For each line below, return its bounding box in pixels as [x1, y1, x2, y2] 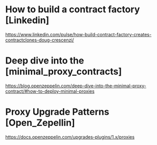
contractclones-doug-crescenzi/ [5, 37, 74, 43]
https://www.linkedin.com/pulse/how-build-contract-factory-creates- [5, 31, 152, 37]
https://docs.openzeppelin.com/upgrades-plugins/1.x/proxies [5, 134, 134, 140]
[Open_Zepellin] [5, 117, 75, 129]
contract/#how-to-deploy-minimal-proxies [5, 88, 95, 94]
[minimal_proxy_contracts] [5, 66, 122, 77]
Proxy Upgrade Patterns [5, 106, 109, 118]
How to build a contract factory [5, 4, 140, 15]
